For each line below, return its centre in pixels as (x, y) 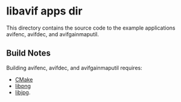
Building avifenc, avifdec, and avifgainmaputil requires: (75, 68)
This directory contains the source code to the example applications (91, 28)
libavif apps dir (44, 11)
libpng (23, 86)
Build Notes (29, 53)
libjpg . (23, 92)
